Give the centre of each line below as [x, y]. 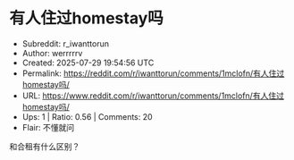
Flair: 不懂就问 [48, 127]
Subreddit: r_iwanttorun [66, 43]
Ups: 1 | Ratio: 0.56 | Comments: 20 [88, 116]
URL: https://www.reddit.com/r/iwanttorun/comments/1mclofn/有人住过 [153, 96]
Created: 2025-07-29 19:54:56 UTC [88, 63]
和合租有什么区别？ [45, 146]
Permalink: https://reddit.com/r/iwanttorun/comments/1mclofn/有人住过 [153, 73]
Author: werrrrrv [52, 53]
